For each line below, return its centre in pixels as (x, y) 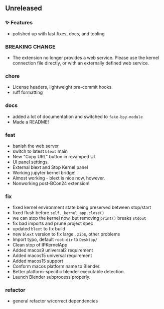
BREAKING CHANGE (30, 46)
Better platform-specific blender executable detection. (69, 272)
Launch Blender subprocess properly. (51, 277)
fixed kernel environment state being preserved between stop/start (82, 207)
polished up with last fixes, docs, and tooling (58, 34)
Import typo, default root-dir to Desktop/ (55, 239)
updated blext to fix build (39, 229)
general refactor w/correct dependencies (55, 301)
